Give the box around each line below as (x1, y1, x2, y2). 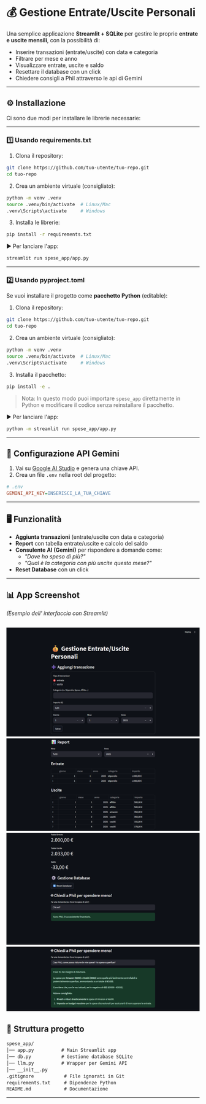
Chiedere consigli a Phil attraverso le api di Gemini (15, 74, 142, 82)
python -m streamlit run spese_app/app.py (6, 425, 116, 432)
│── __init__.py (6, 1067, 48, 1073)
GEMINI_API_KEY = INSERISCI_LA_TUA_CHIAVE (6, 490, 112, 496)
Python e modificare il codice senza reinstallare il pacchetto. (21, 401, 174, 409)
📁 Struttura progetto (6, 1024, 85, 1034)
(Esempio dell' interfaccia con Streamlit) (6, 609, 109, 617)
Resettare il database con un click (15, 68, 101, 75)
